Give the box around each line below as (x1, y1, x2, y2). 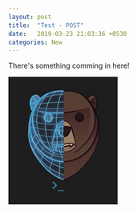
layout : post (8, 13, 52, 21)
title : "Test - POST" (8, 21, 84, 30)
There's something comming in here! (8, 61, 130, 71)
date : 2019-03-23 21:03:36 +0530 (8, 30, 127, 37)
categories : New (8, 38, 62, 46)
